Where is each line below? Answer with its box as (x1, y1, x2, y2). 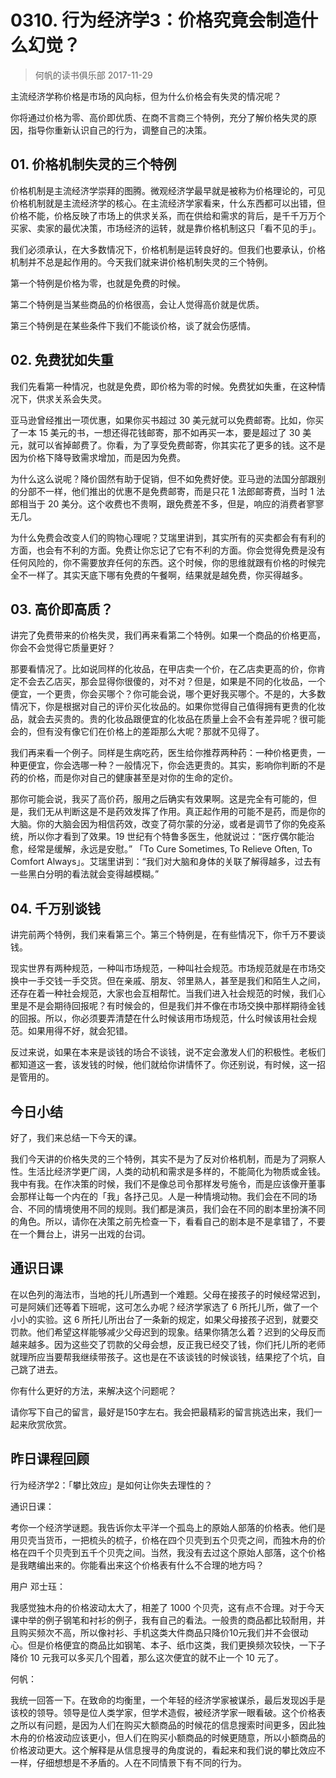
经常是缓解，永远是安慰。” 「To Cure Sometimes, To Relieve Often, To (27, 843, 313, 855)
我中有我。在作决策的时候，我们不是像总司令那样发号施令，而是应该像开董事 (10, 1178, 326, 1190)
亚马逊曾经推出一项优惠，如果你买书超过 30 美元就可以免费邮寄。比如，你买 (10, 414, 325, 426)
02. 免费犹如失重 (10, 352, 114, 369)
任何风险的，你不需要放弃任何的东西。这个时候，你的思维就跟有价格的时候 (10, 556, 317, 568)
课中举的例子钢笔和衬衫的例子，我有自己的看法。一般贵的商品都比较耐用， (10, 1614, 317, 1626)
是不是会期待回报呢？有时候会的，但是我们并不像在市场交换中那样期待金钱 (18, 1000, 326, 1012)
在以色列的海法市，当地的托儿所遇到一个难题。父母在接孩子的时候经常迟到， (10, 1288, 326, 1300)
